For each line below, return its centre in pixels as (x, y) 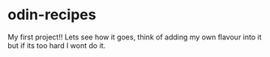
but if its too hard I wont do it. (57, 45)
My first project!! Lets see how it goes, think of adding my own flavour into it (135, 37)
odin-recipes (52, 15)
